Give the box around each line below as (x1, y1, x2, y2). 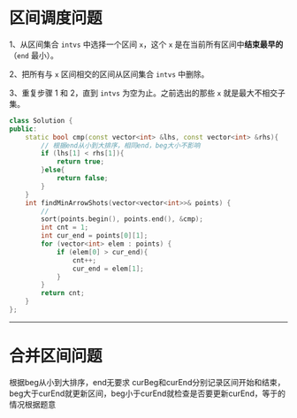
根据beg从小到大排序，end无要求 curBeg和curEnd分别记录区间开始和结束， (9, 376, 286, 387)
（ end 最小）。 (9, 49, 59, 60)
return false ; (56, 174, 109, 183)
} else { (41, 165, 65, 175)
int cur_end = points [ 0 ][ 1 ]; (41, 232, 148, 240)
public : (9, 125, 38, 133)
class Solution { (9, 116, 73, 125)
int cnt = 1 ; (41, 223, 89, 232)
